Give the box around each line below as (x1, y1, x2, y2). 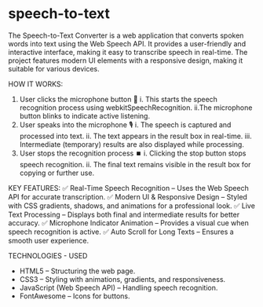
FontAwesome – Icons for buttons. (19, 291, 131, 301)
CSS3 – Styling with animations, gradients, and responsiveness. (19, 274, 226, 283)
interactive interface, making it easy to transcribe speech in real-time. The (8, 47, 248, 57)
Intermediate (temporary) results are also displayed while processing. (19, 139, 245, 149)
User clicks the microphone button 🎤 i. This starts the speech (19, 94, 218, 104)
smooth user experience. (8, 236, 89, 245)
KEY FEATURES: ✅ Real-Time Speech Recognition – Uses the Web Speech (8, 183, 249, 192)
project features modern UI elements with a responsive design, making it (8, 56, 243, 65)
